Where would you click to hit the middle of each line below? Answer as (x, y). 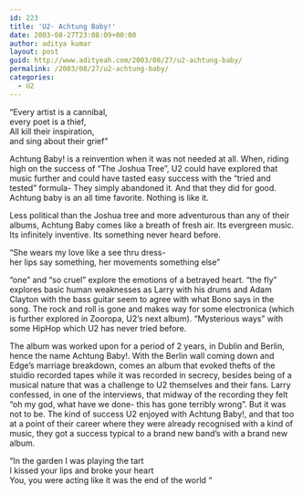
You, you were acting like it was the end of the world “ (111, 479)
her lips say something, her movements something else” (115, 262)
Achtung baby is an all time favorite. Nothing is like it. (109, 197)
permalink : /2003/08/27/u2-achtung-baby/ (89, 69)
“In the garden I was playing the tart (77, 460)
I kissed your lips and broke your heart (82, 470)
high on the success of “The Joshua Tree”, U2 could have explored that (144, 168)
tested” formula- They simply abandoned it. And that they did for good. (143, 187)
